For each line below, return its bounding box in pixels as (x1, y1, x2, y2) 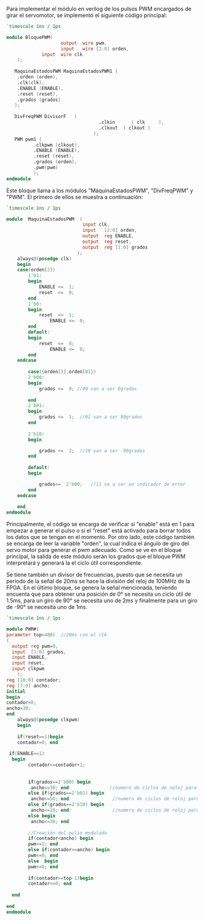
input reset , (12, 660, 45, 666)
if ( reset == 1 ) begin (17, 733, 64, 740)
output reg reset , (82, 239, 132, 245)
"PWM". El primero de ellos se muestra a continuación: (6, 193, 143, 200)
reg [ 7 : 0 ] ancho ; (6, 683, 50, 689)
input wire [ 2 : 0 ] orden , (60, 46, 129, 52)
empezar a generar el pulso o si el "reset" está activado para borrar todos (6, 527, 191, 534)
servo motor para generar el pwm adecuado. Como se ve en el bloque (6, 546, 182, 554)
